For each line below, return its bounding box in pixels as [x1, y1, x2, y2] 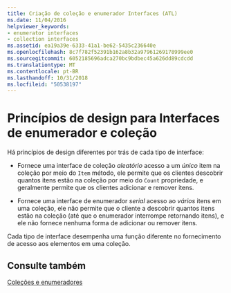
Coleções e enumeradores [7, 278, 83, 286]
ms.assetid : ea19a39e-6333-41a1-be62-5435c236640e [7, 42, 156, 49]
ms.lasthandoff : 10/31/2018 [7, 74, 89, 82]
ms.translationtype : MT [7, 62, 76, 68]
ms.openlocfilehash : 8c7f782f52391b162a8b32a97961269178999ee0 [7, 49, 194, 56]
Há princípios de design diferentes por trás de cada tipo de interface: [7, 148, 204, 156]
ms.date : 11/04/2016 [7, 17, 67, 23]
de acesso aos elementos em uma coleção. [7, 240, 131, 248]
